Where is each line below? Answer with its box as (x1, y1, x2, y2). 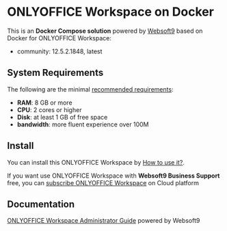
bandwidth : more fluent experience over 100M (16, 120, 149, 128)
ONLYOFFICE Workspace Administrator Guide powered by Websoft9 (7, 217, 200, 225)
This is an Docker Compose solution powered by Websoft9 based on (7, 27, 203, 35)
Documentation (7, 198, 75, 210)
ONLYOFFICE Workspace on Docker (7, 4, 214, 20)
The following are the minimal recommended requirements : (7, 85, 174, 93)
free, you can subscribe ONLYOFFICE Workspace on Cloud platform (7, 178, 200, 187)
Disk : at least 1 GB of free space (16, 113, 108, 121)
